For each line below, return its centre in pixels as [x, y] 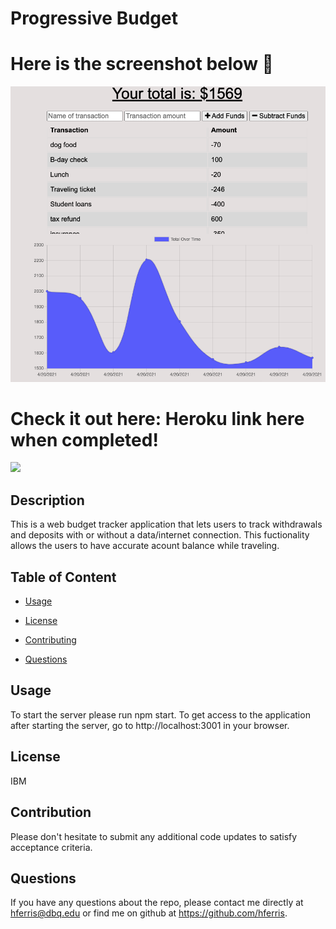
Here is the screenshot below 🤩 [142, 64]
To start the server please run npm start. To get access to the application [160, 714]
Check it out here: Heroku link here [157, 418]
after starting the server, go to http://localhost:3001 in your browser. [150, 725]
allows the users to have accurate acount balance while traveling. [145, 546]
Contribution [51, 812]
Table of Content [63, 577]
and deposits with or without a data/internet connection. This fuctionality [160, 535]
